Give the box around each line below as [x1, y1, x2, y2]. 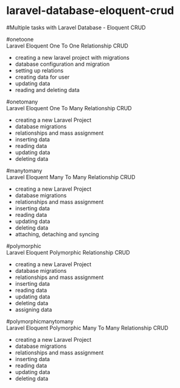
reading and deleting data [15, 86, 80, 93]
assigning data [15, 306, 52, 313]
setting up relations [15, 66, 64, 74]
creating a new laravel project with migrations [15, 54, 130, 61]
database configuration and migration [15, 60, 110, 68]
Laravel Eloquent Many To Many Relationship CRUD [6, 173, 136, 180]
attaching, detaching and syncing [15, 230, 99, 238]
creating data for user [15, 73, 70, 80]
